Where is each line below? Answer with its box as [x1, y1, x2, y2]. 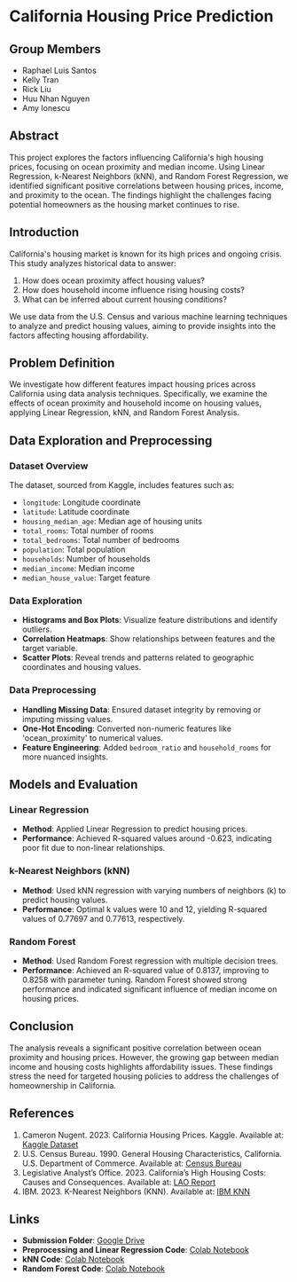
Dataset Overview [9, 460, 89, 472]
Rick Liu [21, 84, 51, 94]
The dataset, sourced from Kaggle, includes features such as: [9, 480, 235, 491]
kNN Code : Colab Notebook [21, 1254, 125, 1265]
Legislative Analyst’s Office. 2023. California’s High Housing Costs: [21, 1167, 267, 1177]
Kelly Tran [21, 75, 59, 85]
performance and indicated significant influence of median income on [21, 984, 277, 995]
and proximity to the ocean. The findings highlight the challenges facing [9, 189, 272, 201]
